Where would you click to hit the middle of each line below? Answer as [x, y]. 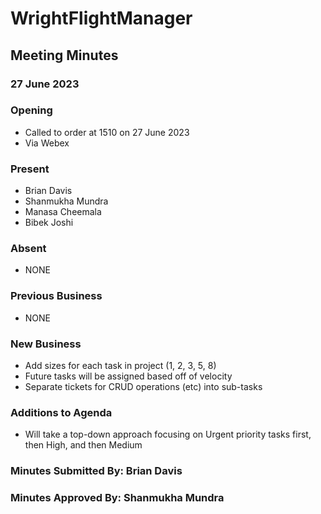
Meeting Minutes [64, 55]
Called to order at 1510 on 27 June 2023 [107, 132]
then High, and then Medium [83, 445]
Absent [28, 249]
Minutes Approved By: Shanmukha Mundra [117, 498]
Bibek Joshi [49, 223]
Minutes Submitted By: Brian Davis [96, 471]
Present [30, 169]
